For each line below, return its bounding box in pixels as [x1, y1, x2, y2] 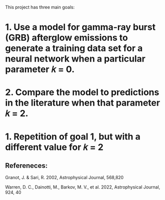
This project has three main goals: [5, 4, 75, 10]
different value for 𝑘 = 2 [5, 141, 103, 153]
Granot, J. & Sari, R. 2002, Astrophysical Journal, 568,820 [5, 175, 124, 181]
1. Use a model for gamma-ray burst [5, 22, 156, 33]
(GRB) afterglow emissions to [5, 32, 128, 44]
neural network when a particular [5, 53, 146, 65]
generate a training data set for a [5, 43, 143, 54]
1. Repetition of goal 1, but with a [5, 131, 141, 142]
